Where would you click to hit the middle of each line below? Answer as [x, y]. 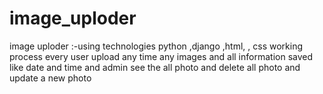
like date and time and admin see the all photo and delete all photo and [155, 67]
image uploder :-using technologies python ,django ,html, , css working [156, 46]
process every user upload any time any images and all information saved [161, 56]
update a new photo [50, 78]
